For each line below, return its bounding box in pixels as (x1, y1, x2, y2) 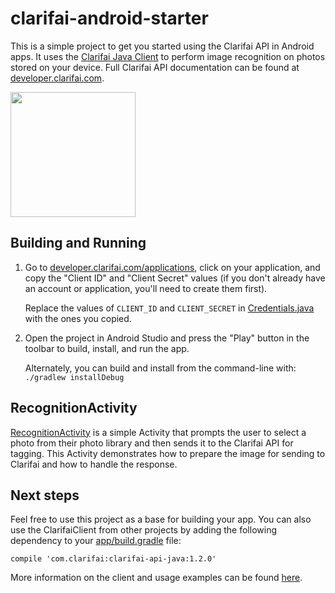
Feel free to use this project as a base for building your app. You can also (10, 513, 312, 526)
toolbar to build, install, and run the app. (24, 342, 190, 354)
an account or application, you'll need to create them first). (24, 282, 268, 294)
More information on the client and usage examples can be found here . (10, 572, 303, 584)
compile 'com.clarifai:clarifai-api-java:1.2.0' (10, 554, 217, 564)
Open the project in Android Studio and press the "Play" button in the (24, 332, 310, 344)
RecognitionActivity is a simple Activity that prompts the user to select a (10, 426, 307, 438)
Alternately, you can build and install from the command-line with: (24, 362, 297, 374)
